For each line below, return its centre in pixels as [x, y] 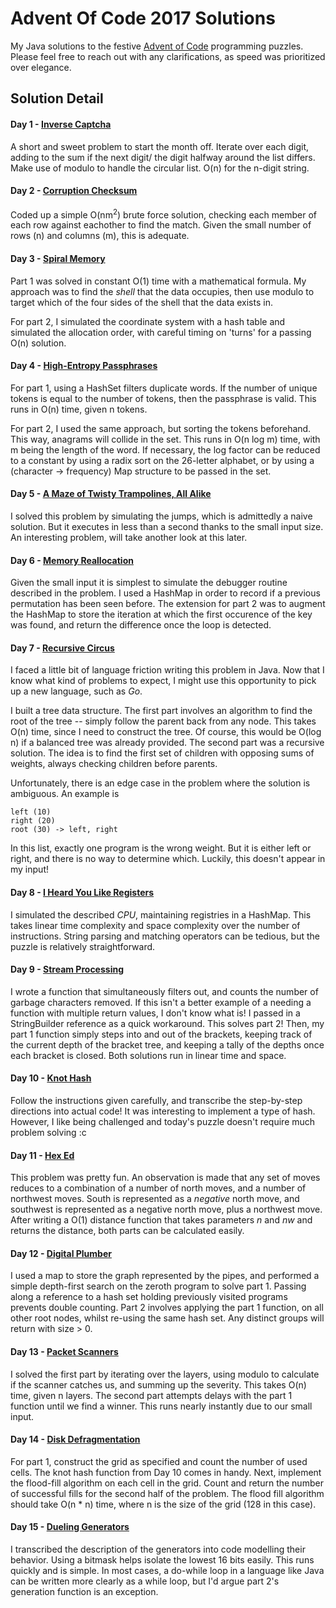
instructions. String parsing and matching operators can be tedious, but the [165, 936]
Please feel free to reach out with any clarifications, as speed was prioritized [168, 56]
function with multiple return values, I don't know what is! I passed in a [155, 1013]
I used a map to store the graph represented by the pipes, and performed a [165, 1276]
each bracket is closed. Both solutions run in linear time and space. [148, 1055]
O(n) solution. [38, 343]
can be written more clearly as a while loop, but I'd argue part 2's [145, 1581]
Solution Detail [57, 98]
